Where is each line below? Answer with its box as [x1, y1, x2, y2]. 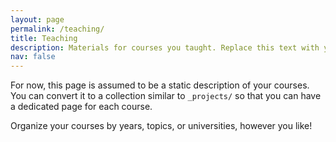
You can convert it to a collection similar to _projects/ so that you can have [10, 90, 322, 102]
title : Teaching [10, 33, 78, 43]
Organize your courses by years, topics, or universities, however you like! [10, 120, 313, 132]
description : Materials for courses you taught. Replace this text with [10, 42, 320, 53]
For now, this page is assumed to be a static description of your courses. [10, 79, 310, 91]
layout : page [10, 14, 65, 25]
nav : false [10, 52, 56, 62]
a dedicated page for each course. [10, 101, 153, 113]
